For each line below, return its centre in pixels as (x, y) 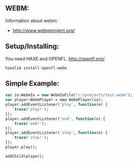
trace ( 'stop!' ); (32, 138)
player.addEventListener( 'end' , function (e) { (55, 119)
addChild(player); (25, 156)
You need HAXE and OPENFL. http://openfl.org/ (55, 58)
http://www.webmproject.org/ (44, 30)
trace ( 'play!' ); (32, 109)
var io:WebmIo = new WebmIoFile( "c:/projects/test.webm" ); (69, 95)
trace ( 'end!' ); (30, 123)
